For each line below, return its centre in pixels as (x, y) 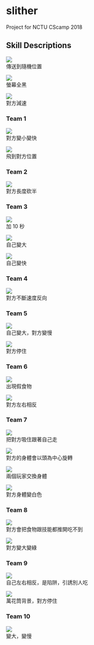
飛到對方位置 (21, 156)
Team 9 (17, 563)
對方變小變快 (21, 138)
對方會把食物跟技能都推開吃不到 (44, 529)
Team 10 (18, 616)
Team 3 (17, 207)
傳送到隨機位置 (24, 66)
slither (22, 11)
